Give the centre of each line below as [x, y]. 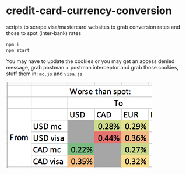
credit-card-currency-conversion [89, 11]
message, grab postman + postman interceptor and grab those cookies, [92, 67]
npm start [18, 50]
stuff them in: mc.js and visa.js [44, 74]
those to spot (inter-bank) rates [44, 33]
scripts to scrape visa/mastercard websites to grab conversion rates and [93, 27]
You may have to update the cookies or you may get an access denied [90, 61]
